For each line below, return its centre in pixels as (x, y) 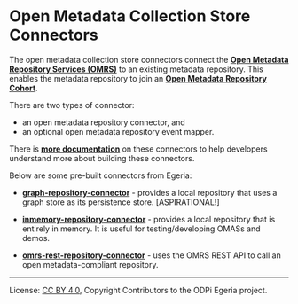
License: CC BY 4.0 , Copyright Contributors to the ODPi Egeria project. (138, 290)
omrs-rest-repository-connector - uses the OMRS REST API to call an (151, 255)
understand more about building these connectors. (102, 158)
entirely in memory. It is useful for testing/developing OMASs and (141, 229)
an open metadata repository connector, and (104, 122)
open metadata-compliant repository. (90, 264)
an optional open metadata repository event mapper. (118, 131)
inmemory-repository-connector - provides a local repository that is (149, 219)
